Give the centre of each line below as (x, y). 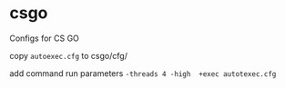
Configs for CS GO (45, 38)
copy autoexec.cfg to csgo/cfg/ (68, 55)
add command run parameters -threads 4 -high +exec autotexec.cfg (143, 73)
